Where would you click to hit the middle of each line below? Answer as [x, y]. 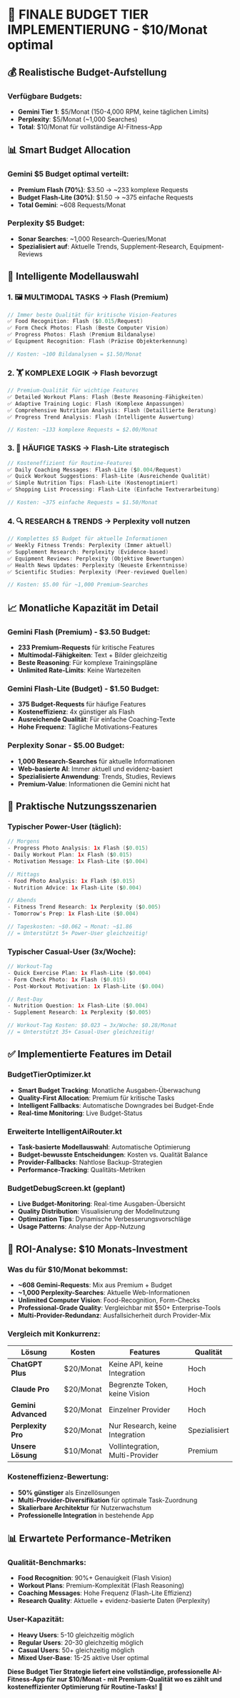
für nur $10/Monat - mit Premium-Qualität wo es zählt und [134, 1679]
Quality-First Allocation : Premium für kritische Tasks [96, 1098]
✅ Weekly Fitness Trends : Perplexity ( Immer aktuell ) [90, 546]
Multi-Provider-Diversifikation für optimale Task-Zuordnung [107, 1500]
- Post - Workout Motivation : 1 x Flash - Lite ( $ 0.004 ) [86, 986]
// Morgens [24, 841]
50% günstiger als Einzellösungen [69, 1492]
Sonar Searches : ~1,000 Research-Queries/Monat [92, 239]
